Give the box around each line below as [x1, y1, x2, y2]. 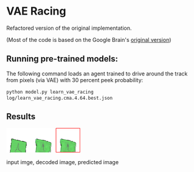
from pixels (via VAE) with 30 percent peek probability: [6, 76, 144, 83]
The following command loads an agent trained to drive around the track [6, 70, 188, 77]
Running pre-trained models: [6, 53, 119, 64]
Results [6, 111, 36, 122]
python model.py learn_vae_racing [6, 89, 94, 95]
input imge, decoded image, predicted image [6, 158, 119, 165]
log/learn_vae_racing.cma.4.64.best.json [6, 95, 113, 101]
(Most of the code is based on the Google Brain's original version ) [6, 36, 171, 43]
